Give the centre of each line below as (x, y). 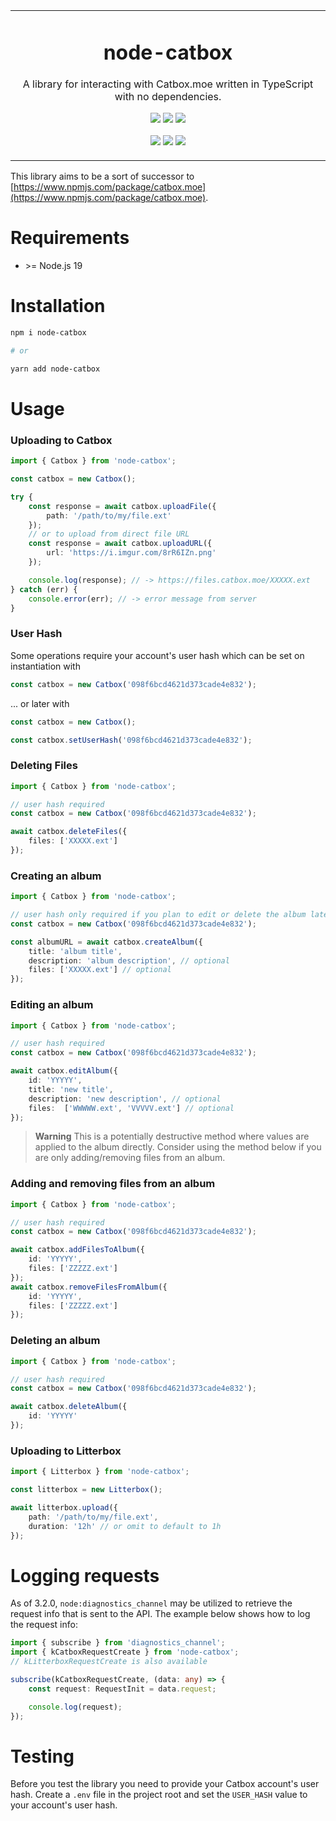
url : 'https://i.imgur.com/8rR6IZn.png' (131, 553)
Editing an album (52, 1005)
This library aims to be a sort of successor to (102, 176)
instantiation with (45, 666)
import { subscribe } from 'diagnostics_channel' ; (118, 1643)
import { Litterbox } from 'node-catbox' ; (100, 1472)
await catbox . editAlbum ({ (64, 1071)
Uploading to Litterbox (66, 1451)
